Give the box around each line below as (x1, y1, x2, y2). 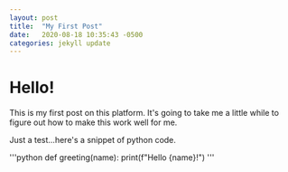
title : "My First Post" (9, 22, 103, 31)
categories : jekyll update (9, 38, 111, 48)
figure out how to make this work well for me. (9, 117, 178, 128)
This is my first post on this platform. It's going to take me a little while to (9, 108, 280, 119)
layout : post (9, 13, 59, 23)
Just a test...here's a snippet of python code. (9, 135, 176, 146)
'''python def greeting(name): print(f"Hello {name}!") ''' (9, 152, 215, 163)
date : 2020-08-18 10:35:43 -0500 (9, 30, 144, 39)
